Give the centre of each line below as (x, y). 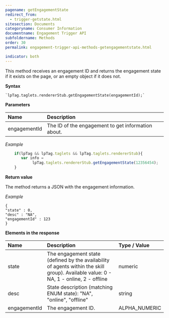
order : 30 (16, 43)
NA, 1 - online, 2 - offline (77, 279)
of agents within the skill (76, 266)
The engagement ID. (71, 308)
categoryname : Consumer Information (44, 29)
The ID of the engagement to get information (100, 125)
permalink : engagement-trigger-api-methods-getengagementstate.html (78, 47)
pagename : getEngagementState (37, 10)
